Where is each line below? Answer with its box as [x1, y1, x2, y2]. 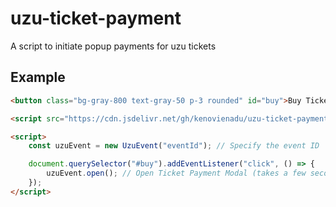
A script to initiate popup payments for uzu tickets [10, 40, 217, 52]
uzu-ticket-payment [10, 7, 182, 30]
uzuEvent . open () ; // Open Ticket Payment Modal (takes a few [46, 168, 307, 179]
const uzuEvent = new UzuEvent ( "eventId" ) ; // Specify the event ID [28, 141, 320, 151]
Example [10, 69, 66, 86]
